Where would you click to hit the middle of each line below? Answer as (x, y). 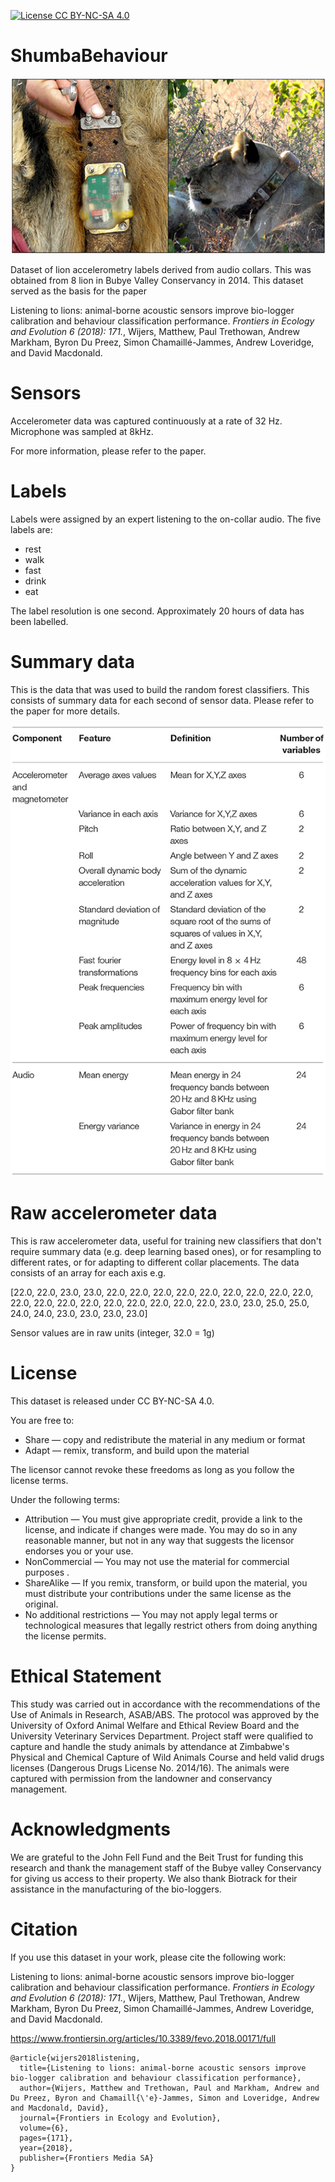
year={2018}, (46, 2148)
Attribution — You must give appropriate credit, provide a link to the (163, 1519)
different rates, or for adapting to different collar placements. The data (155, 1262)
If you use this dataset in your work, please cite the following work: (148, 1957)
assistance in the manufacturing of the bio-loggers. (116, 1889)
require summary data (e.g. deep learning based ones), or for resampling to (166, 1251)
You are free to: (42, 1420)
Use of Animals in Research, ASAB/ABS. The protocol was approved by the (165, 1714)
